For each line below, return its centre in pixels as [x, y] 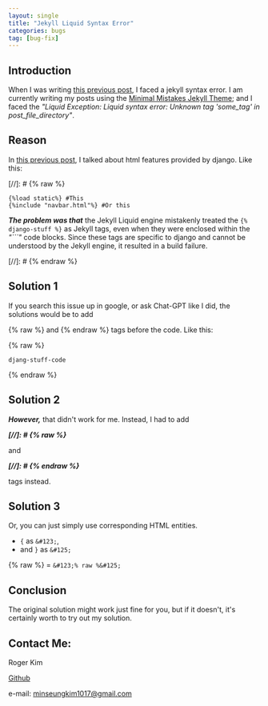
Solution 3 [34, 506]
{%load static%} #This [46, 198]
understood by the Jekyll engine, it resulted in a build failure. [108, 246]
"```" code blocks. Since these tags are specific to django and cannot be [127, 237]
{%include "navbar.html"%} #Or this [69, 205]
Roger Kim [26, 662]
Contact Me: [40, 643]
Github [19, 678]
